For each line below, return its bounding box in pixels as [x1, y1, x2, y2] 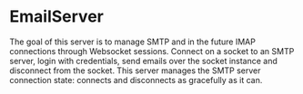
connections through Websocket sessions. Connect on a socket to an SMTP [9, 45, 295, 56]
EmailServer [9, 6, 105, 27]
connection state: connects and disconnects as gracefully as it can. [9, 74, 263, 85]
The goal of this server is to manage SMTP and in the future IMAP [9, 36, 257, 47]
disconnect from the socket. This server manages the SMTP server [9, 65, 261, 76]
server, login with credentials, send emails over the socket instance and [9, 55, 278, 66]
